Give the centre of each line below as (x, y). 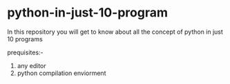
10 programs (25, 39)
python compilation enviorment (61, 73)
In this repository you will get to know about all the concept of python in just (115, 32)
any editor (31, 65)
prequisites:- (25, 52)
